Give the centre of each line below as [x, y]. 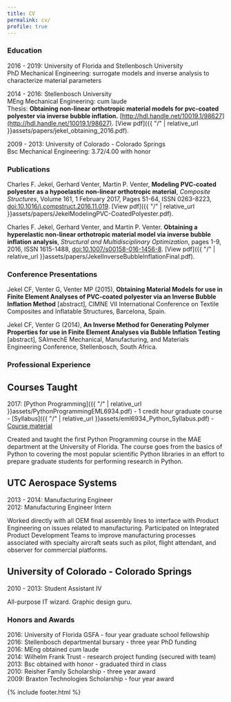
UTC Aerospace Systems [62, 483]
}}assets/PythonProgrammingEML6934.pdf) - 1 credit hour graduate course [115, 411]
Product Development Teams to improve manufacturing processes [102, 535]
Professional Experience [49, 365]
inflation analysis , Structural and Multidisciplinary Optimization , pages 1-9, [114, 241]
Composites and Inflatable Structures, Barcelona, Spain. [87, 311]
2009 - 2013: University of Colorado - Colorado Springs [86, 144]
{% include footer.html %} [44, 692]
